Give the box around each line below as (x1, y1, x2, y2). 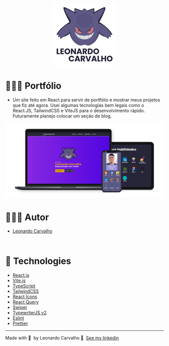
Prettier (12, 320, 28, 326)
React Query (12, 299, 39, 305)
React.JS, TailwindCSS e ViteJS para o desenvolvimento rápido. (12, 107, 145, 113)
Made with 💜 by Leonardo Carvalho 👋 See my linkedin (5, 335, 119, 341)
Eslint (12, 315, 24, 321)
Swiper (12, 304, 28, 311)
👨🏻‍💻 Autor (5, 211, 49, 223)
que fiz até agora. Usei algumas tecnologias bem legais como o (12, 102, 144, 108)
